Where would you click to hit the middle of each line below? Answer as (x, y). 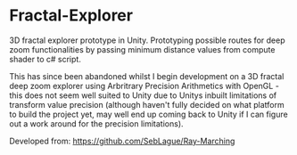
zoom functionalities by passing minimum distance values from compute (142, 49)
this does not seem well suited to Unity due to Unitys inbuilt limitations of (143, 95)
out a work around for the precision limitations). (97, 123)
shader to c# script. (45, 59)
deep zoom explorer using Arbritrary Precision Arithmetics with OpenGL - (144, 86)
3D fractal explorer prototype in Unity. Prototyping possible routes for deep (147, 40)
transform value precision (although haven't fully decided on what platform (147, 104)
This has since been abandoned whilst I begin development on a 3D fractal (147, 76)
